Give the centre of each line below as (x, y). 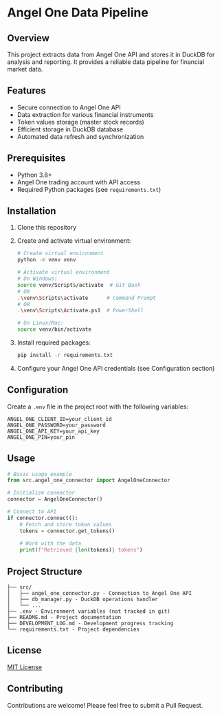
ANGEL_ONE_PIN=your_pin (41, 437)
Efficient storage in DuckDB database (70, 129)
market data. (25, 69)
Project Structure (45, 571)
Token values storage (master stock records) (80, 122)
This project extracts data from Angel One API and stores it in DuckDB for (111, 54)
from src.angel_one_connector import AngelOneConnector (89, 480)
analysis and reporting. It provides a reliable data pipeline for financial (106, 62)
